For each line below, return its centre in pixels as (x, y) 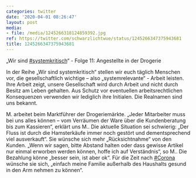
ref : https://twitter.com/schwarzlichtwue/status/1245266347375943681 (94, 39)
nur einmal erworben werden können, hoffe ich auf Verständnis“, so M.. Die (97, 151)
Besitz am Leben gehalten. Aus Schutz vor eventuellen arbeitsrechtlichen (94, 90)
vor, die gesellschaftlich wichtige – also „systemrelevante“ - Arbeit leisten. (95, 78)
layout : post (22, 22)
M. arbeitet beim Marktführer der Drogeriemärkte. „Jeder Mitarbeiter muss (96, 114)
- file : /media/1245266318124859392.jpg (56, 33)
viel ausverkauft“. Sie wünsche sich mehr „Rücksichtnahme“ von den (89, 139)
